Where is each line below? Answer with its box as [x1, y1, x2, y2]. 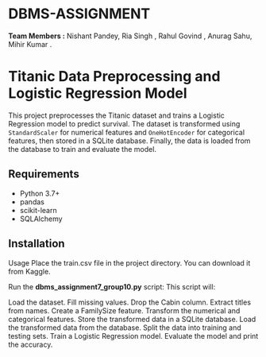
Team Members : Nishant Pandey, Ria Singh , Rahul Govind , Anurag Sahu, [8, 31, 253, 41]
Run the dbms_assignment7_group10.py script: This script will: [8, 281, 216, 291]
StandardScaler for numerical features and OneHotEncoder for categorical [8, 127, 245, 137]
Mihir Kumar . [8, 39, 52, 49]
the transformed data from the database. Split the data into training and [8, 323, 242, 332]
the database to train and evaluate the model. [8, 144, 157, 153]
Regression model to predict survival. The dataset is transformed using [8, 118, 241, 128]
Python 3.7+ [19, 188, 60, 198]
